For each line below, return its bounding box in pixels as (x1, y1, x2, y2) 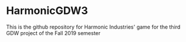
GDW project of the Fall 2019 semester (6, 29, 101, 36)
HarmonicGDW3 (6, 4, 88, 17)
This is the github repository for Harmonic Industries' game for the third (6, 23, 181, 30)
